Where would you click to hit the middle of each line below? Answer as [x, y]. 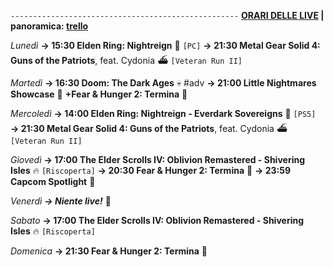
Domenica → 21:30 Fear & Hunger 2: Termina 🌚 [109, 251]
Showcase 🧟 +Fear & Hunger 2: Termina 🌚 [99, 94]
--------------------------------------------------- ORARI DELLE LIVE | [167, 15]
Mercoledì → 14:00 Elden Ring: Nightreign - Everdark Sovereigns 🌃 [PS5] [163, 113]
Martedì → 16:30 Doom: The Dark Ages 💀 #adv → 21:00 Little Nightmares [163, 83]
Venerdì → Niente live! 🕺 [61, 201]
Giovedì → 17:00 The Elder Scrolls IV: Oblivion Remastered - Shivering [158, 159]
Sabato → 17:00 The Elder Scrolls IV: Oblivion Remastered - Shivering [157, 220]
